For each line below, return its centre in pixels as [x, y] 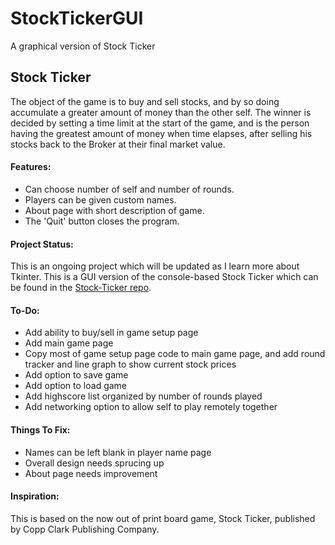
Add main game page [69, 343]
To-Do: [25, 310]
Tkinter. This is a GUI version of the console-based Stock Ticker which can [164, 277]
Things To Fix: [40, 429]
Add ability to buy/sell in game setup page [111, 333]
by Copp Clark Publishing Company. [85, 529]
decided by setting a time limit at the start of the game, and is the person [160, 123]
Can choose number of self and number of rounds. [129, 189]
